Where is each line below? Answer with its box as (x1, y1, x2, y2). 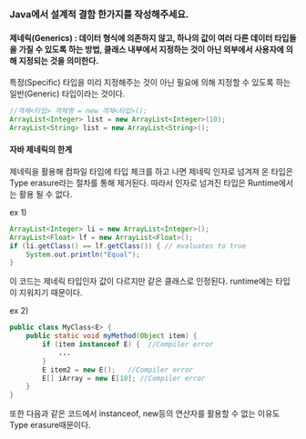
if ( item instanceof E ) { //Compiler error (42, 340, 214, 349)
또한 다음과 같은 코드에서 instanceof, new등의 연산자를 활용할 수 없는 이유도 (9, 408, 280, 419)
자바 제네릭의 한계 (9, 144, 73, 155)
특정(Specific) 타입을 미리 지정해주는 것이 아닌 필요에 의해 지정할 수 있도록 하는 (9, 77, 291, 88)
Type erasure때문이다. (9, 420, 91, 431)
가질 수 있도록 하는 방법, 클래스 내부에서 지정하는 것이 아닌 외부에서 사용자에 (18, 44, 284, 55)
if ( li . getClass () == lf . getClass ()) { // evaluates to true (9, 241, 247, 251)
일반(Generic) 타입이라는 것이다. (9, 88, 126, 99)
